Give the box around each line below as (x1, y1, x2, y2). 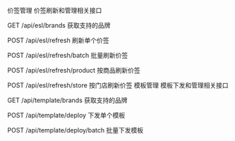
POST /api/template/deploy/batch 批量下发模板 (7, 126, 143, 134)
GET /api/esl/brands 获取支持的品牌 (7, 21, 111, 30)
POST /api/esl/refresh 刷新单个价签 (7, 36, 109, 44)
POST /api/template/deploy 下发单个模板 (7, 111, 126, 119)
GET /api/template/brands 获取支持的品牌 (7, 96, 128, 104)
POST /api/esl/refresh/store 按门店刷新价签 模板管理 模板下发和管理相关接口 (7, 81, 229, 90)
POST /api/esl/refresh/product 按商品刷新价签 (7, 66, 141, 74)
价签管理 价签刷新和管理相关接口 (7, 6, 102, 14)
